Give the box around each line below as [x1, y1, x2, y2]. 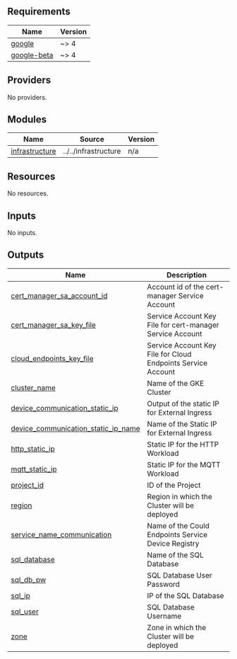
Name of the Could [147, 520, 210, 530]
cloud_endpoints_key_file [11, 353, 94, 363]
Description [166, 270, 207, 280]
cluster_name [11, 382, 56, 392]
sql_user [11, 607, 39, 617]
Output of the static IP [147, 399, 220, 408]
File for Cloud [147, 349, 192, 359]
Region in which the [147, 491, 213, 501]
